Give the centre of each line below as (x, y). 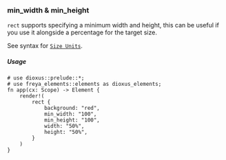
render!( (32, 96)
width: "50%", (64, 126)
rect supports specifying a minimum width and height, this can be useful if (113, 25)
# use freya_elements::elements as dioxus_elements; (84, 84)
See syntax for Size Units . (45, 46)
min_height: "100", (72, 120)
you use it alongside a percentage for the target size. (82, 32)
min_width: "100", (70, 114)
